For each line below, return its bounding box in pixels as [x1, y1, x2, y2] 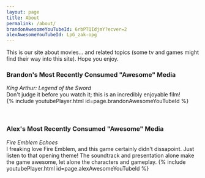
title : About [6, 15, 40, 21]
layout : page [6, 9, 40, 15]
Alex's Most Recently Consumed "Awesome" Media [6, 125, 164, 133]
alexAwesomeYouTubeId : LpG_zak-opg [6, 32, 97, 38]
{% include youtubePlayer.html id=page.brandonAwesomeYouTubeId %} [6, 98, 189, 105]
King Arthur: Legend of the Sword [6, 84, 92, 92]
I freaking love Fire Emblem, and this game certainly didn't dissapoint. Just [6, 145, 195, 152]
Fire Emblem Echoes [6, 139, 58, 146]
